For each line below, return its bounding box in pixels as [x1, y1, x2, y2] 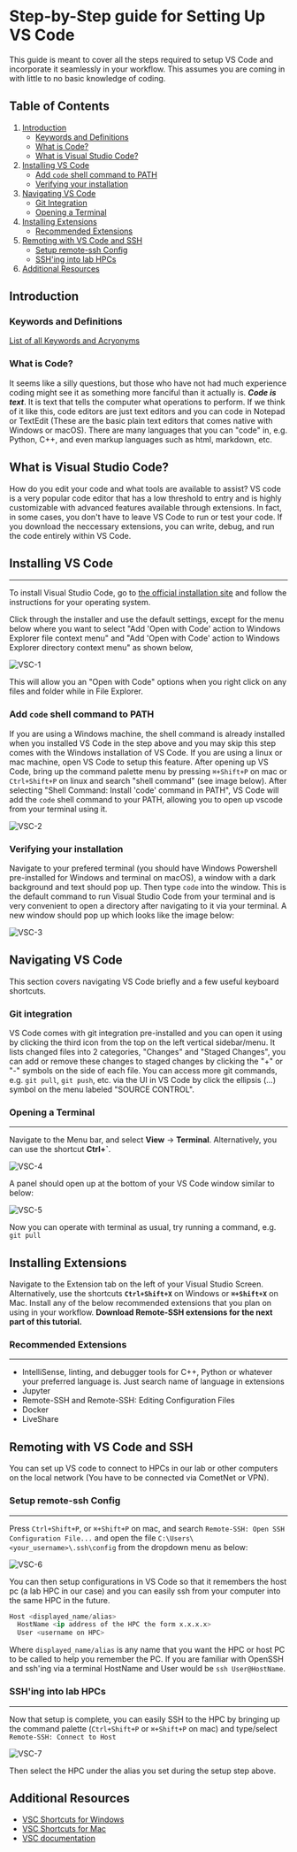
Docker [21, 1404, 49, 1415]
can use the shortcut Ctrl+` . [9, 1144, 111, 1155]
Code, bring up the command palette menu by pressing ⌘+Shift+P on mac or [9, 765, 287, 776]
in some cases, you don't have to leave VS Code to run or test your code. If [9, 511, 283, 522]
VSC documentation [21, 1833, 95, 1844]
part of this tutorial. [9, 1317, 82, 1327]
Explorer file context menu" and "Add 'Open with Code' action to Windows [9, 633, 280, 643]
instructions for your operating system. [9, 597, 151, 608]
